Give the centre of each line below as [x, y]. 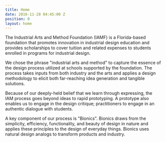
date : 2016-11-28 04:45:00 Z [35, 14]
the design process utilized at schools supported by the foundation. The [79, 68]
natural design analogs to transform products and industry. [65, 134]
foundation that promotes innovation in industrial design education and [77, 43]
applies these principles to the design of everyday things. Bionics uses [77, 129]
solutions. [15, 84]
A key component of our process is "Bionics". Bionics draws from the [76, 118]
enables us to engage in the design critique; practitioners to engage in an [80, 104]
